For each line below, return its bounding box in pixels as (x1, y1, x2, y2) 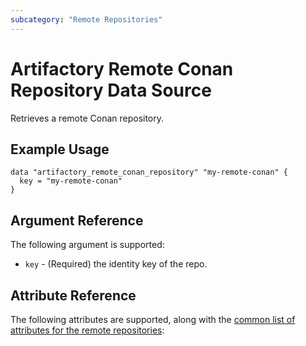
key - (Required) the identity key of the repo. (24, 258, 208, 270)
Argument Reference (10, 212, 144, 229)
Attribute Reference (10, 287, 137, 304)
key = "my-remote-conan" (19, 176, 123, 186)
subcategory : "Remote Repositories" (10, 14, 163, 25)
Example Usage (10, 141, 110, 158)
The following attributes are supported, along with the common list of (10, 314, 296, 325)
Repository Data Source (10, 79, 212, 101)
